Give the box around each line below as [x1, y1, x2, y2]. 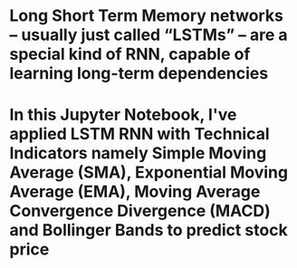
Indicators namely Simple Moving [9, 143, 267, 164]
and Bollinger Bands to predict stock [9, 220, 288, 241]
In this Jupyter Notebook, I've [9, 105, 237, 125]
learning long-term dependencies [9, 63, 269, 84]
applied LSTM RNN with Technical [9, 124, 270, 145]
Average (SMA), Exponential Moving [9, 162, 288, 183]
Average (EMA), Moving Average [9, 182, 261, 202]
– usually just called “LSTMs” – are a [9, 24, 288, 45]
